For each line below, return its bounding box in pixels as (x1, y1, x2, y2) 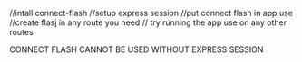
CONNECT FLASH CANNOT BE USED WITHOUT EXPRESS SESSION (9, 44, 264, 55)
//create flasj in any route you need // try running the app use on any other (9, 17, 287, 28)
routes (9, 27, 34, 37)
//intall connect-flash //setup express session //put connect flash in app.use (9, 8, 293, 18)
